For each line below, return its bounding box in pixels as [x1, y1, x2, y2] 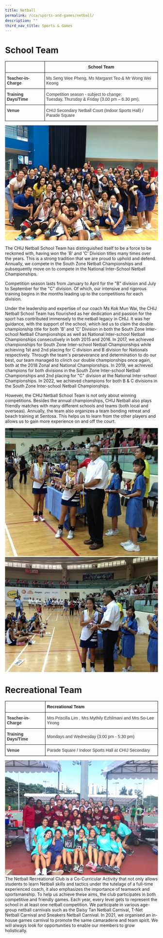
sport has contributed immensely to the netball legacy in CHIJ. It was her [5, 316, 150, 322]
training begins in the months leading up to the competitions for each [5, 291, 143, 297]
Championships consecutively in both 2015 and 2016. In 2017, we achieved [5, 336, 154, 343]
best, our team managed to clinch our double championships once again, [5, 357, 151, 363]
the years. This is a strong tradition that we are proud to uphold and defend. [5, 256, 157, 261]
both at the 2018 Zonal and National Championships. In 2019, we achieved [5, 363, 153, 368]
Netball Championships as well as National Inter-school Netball [19, 331, 146, 337]
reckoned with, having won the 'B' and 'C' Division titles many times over [5, 251, 151, 257]
